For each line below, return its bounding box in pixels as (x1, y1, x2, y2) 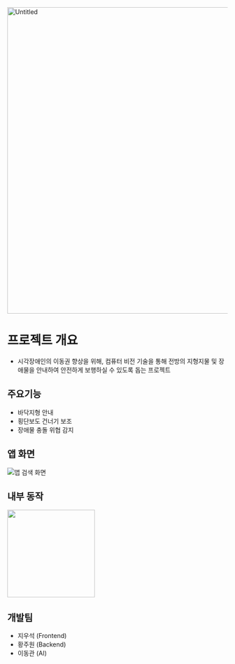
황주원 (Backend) (17, 640, 66, 649)
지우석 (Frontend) (17, 632, 67, 640)
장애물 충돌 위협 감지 (17, 425, 74, 434)
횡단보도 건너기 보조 (17, 417, 72, 425)
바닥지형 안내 (17, 408, 54, 416)
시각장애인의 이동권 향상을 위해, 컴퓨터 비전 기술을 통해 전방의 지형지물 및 (17, 357, 218, 365)
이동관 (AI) (17, 649, 48, 658)
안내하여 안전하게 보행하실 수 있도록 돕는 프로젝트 (36, 366, 171, 374)
